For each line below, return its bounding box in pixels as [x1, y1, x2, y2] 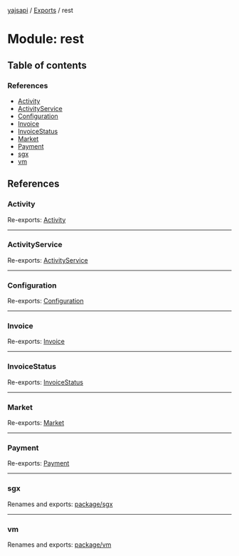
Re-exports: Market [7, 419, 65, 427]
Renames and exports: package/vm [7, 540, 112, 549]
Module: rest [7, 31, 84, 47]
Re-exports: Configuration [7, 297, 84, 305]
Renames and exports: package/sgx [7, 500, 113, 508]
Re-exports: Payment [7, 459, 70, 468]
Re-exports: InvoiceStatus [7, 377, 84, 387]
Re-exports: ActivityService [7, 256, 88, 264]
